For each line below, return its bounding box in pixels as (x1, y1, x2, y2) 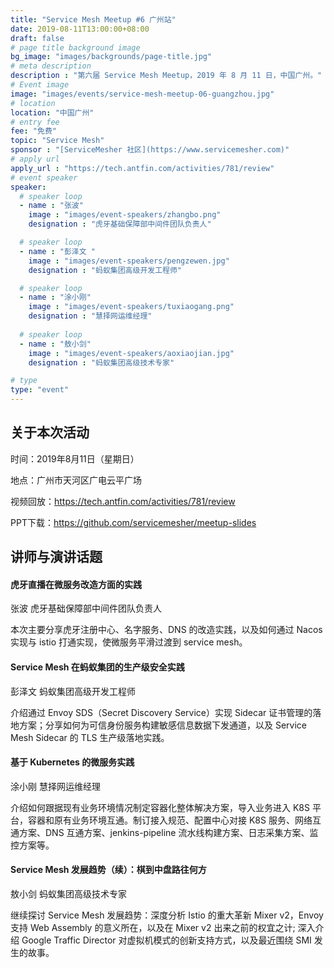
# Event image (10, 80, 70, 90)
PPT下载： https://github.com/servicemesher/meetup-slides (10, 516, 257, 528)
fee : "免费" (10, 126, 57, 136)
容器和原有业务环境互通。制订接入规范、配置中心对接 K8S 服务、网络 (27, 814, 313, 826)
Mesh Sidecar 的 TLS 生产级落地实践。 (10, 731, 170, 743)
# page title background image (10, 42, 141, 53)
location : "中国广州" (10, 107, 95, 118)
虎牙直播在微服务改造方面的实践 (10, 578, 142, 590)
